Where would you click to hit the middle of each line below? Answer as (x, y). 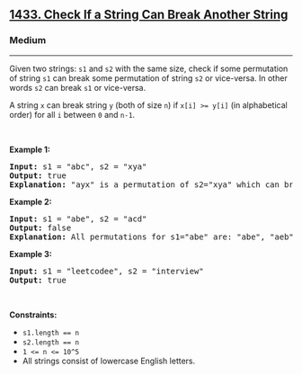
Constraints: (33, 315)
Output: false (40, 228)
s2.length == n (51, 342)
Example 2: (31, 201)
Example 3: (31, 254)
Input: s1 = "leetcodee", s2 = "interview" (107, 271)
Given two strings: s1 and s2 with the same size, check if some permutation (149, 68)
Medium (28, 40)
